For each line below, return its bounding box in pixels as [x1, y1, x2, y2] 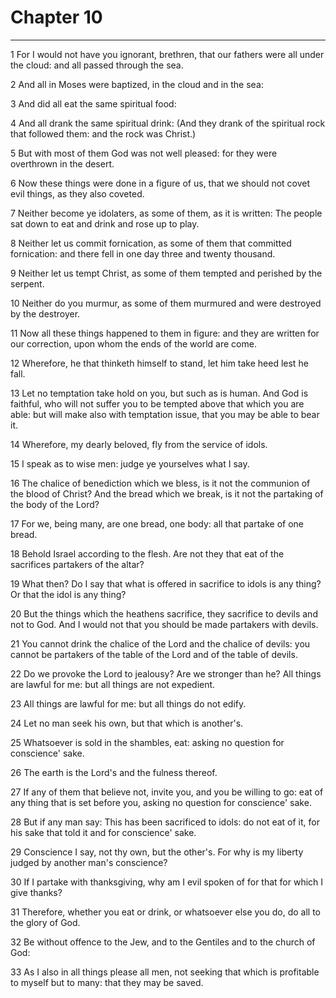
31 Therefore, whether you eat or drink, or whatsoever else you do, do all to [10, 906, 321, 918]
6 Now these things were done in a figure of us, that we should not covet [10, 177, 311, 189]
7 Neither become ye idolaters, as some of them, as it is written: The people [10, 207, 323, 219]
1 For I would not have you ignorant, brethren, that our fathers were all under [10, 48, 325, 60]
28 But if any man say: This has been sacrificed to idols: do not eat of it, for [10, 816, 320, 828]
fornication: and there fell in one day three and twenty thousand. [10, 247, 276, 260]
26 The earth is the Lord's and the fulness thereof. [10, 766, 218, 778]
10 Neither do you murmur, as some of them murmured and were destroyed [10, 297, 322, 309]
